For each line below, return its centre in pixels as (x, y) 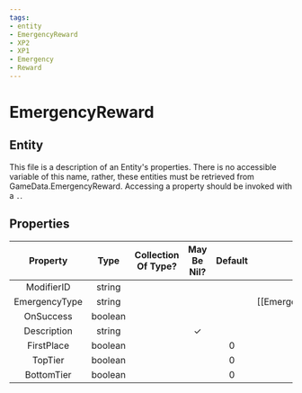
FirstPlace (48, 345)
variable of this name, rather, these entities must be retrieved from (132, 176)
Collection (157, 255)
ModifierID (48, 287)
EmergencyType (49, 301)
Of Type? (157, 266)
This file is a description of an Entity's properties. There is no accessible (143, 166)
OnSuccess (48, 316)
